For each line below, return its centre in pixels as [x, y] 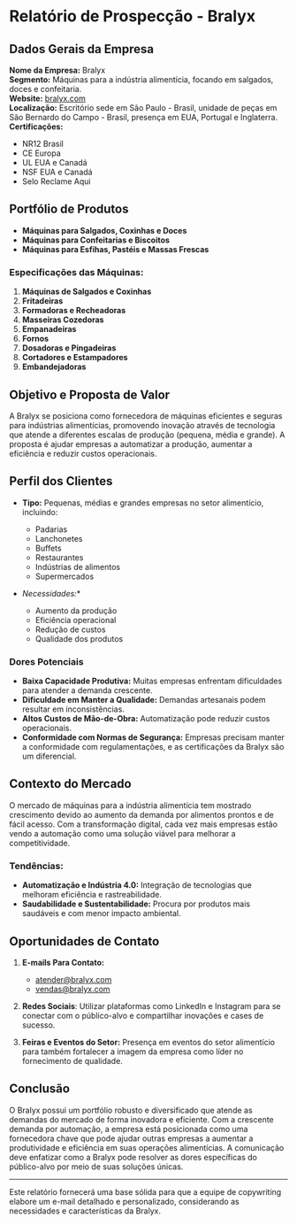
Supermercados [65, 576]
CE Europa [42, 153]
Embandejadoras [54, 367]
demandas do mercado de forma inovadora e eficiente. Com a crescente [141, 1119]
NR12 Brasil [42, 144]
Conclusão [40, 1089]
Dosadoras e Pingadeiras [69, 348]
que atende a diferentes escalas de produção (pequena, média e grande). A [147, 435]
